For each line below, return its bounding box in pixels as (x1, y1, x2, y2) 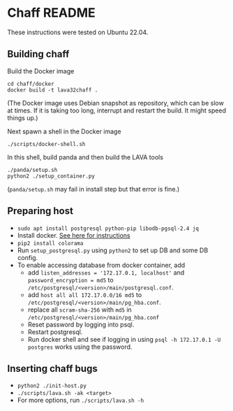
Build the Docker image (7, 66, 75, 75)
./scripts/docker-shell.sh (7, 140, 86, 147)
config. (17, 253, 38, 261)
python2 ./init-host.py (17, 382, 87, 389)
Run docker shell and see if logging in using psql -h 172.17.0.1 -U (27, 335, 221, 343)
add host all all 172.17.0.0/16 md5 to (27, 290, 142, 298)
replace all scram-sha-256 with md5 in (27, 305, 133, 314)
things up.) (7, 113, 38, 122)
